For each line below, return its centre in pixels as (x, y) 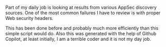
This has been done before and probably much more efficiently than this (82, 28)
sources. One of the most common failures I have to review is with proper (83, 13)
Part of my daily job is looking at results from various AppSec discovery (81, 7)
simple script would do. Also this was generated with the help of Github (81, 33)
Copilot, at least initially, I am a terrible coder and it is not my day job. (78, 39)
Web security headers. (29, 18)
